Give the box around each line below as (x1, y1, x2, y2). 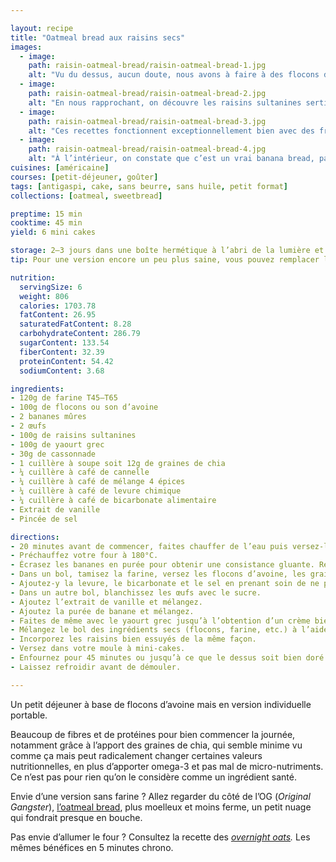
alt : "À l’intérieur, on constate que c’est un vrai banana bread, (28, 154, 315, 164)
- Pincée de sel (10, 514, 78, 524)
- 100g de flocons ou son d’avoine (10, 402, 159, 413)
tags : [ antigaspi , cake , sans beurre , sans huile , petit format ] (10, 181, 288, 191)
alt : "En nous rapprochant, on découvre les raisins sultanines (28, 97, 302, 108)
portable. (10, 709, 48, 721)
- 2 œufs (10, 421, 47, 431)
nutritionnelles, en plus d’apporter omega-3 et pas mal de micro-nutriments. (10, 760, 324, 772)
